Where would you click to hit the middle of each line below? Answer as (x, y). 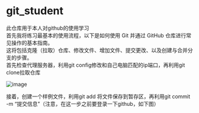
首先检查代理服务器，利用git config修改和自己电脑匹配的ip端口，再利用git (96, 65)
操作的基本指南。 (32, 43)
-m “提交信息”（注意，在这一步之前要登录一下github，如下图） (83, 104)
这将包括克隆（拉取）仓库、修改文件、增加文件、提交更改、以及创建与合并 (97, 50)
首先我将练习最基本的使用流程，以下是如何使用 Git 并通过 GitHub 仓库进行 (96, 35)
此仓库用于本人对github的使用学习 (48, 28)
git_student (35, 11)
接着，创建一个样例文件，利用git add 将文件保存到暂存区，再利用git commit (98, 96)
